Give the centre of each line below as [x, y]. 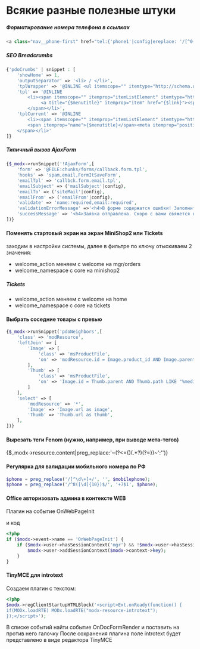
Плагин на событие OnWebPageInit [50, 511]
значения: [19, 253]
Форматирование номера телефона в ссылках [68, 27]
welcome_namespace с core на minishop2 [67, 271]
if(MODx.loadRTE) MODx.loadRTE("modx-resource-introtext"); [82, 610]
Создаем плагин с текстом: [41, 588]
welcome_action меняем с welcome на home [71, 299]
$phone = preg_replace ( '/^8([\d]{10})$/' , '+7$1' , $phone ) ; [82, 485]
